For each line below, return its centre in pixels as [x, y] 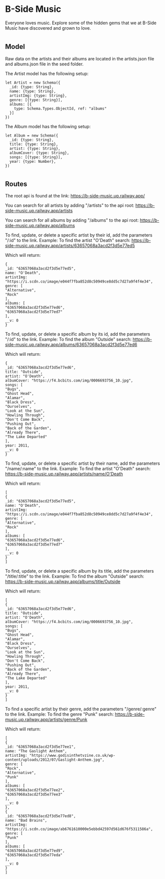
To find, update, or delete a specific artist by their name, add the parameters [82, 463]
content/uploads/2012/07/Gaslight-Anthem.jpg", [55, 760]
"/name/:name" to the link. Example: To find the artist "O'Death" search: [78, 469]
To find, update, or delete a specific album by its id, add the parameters [78, 334]
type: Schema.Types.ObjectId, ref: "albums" [60, 108]
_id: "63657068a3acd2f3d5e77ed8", [41, 816]
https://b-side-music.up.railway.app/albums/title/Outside [63, 582]
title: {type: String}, [34, 144]
